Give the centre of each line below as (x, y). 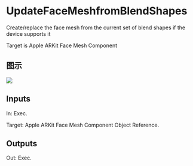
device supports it (28, 33)
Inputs (19, 99)
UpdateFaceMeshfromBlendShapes (97, 11)
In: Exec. (17, 113)
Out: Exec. (19, 158)
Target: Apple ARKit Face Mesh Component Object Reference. (83, 125)
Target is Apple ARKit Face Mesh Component (62, 45)
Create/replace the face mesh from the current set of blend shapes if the (96, 27)
